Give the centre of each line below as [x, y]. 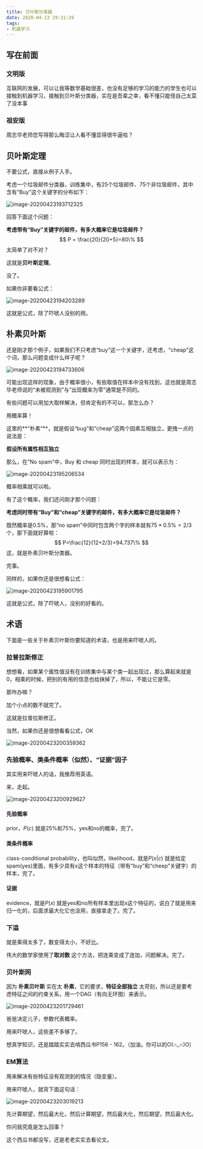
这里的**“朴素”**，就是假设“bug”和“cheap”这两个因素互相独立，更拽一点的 [100, 428]
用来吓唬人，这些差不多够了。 [43, 1032]
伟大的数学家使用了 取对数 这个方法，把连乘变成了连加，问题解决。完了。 [97, 955]
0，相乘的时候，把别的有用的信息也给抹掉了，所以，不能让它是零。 [90, 679]
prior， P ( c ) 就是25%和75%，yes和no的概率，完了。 [72, 829]
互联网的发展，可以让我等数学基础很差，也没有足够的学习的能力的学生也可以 [101, 88]
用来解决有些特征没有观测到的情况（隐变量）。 [63, 1076]
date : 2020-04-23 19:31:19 [40, 18]
